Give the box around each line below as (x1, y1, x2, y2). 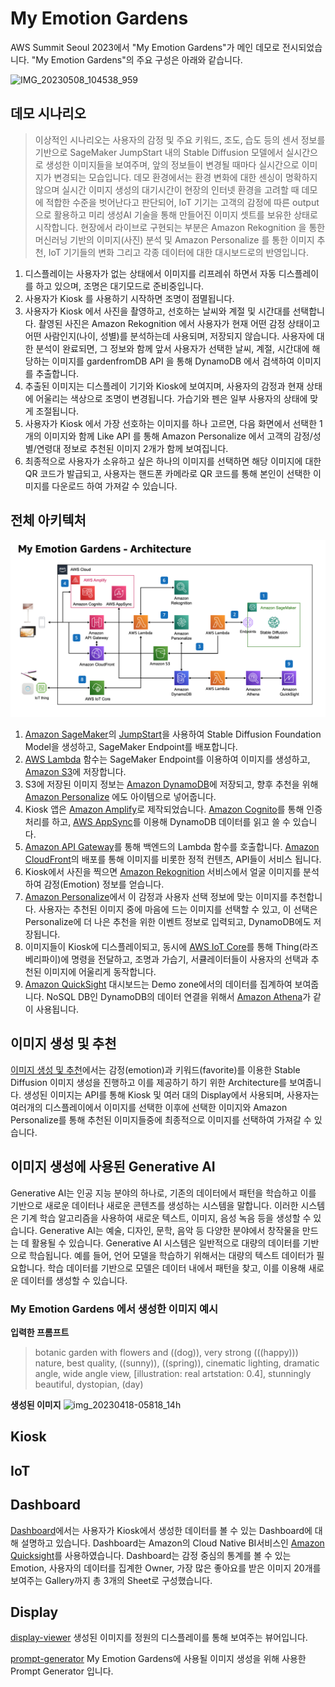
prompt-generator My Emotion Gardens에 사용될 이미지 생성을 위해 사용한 (10, 1653, 307, 1665)
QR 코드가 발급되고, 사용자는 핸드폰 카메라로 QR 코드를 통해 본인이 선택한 (24, 467, 312, 479)
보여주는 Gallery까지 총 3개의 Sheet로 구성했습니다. (10, 1574, 213, 1586)
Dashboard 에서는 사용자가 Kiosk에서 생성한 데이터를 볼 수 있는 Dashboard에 (10, 1524, 313, 1536)
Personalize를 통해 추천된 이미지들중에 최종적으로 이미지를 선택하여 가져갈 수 (10, 1113, 312, 1126)
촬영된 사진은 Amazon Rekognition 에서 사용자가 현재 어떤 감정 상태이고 (38, 317, 321, 329)
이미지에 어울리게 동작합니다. (43, 966, 157, 978)
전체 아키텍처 (10, 512, 87, 529)
